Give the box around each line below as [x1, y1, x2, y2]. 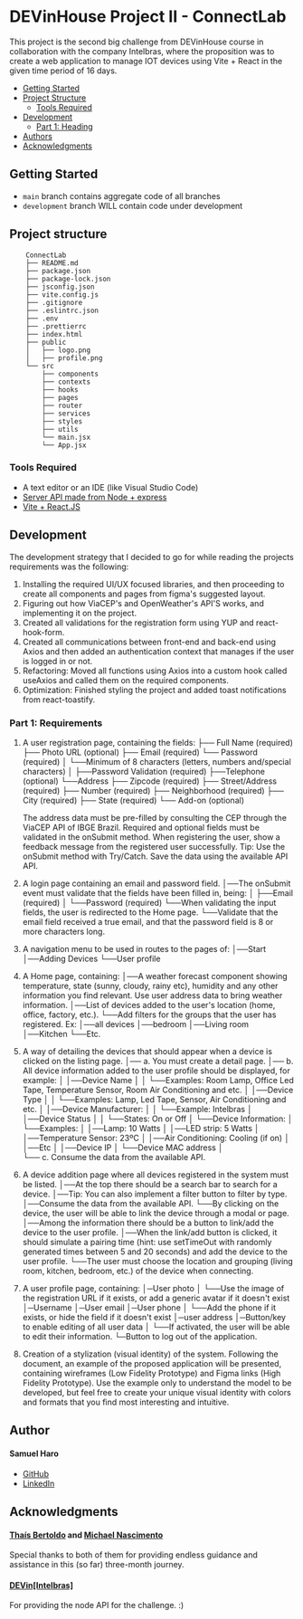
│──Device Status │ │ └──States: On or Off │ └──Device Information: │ [22, 1113, 293, 1124]
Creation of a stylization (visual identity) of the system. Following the [22, 1348, 279, 1359]
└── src [25, 361, 54, 370]
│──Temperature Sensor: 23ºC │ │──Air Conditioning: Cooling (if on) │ [22, 1132, 290, 1143]
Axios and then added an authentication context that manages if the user [22, 645, 295, 657]
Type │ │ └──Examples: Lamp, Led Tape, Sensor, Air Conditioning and [22, 1093, 287, 1105]
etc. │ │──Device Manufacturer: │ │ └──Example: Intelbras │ [22, 1103, 253, 1114]
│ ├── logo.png [25, 346, 91, 355]
